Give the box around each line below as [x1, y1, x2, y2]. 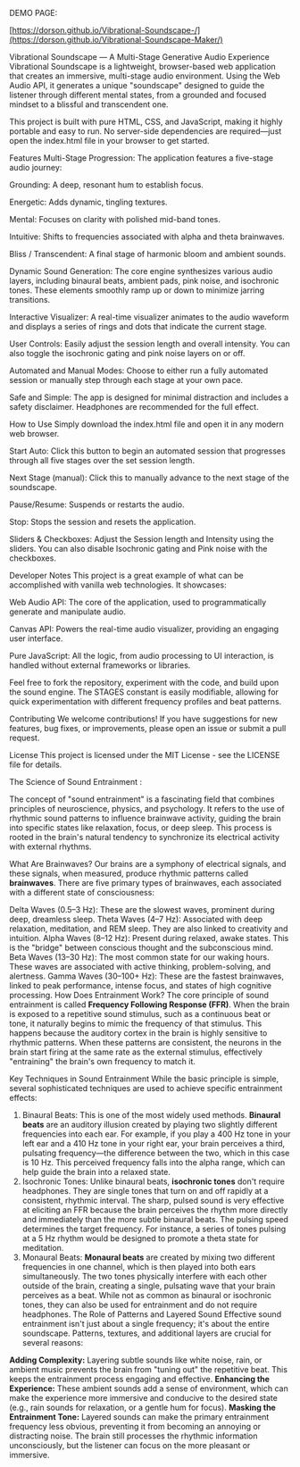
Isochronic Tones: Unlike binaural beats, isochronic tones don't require [21, 1176, 286, 1187]
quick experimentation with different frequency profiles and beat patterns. [9, 696, 282, 706]
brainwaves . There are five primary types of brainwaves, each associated [9, 878, 282, 888]
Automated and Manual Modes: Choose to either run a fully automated [9, 365, 269, 376]
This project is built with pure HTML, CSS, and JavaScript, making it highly [9, 116, 283, 127]
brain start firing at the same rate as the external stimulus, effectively [9, 1046, 263, 1057]
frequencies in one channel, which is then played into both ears [21, 1262, 256, 1271]
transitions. [9, 295, 51, 304]
